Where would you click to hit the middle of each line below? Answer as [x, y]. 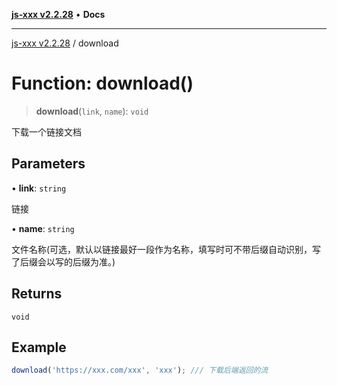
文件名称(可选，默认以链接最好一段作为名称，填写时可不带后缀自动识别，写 [166, 249]
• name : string [43, 228]
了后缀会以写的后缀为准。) [63, 261]
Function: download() [102, 83]
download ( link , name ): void [92, 111]
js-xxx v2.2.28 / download [65, 43]
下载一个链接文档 [46, 131]
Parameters [48, 164]
